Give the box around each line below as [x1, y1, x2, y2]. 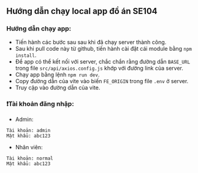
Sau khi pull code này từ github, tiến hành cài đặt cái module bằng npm [15, 45, 192, 52]
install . [15, 51, 37, 59]
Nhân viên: [15, 143, 43, 150]
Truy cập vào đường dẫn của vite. [15, 84, 101, 91]
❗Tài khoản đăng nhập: [6, 99, 75, 108]
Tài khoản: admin [6, 127, 51, 133]
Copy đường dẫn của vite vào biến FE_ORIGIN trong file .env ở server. [15, 77, 189, 84]
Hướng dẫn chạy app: [6, 24, 72, 33]
